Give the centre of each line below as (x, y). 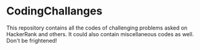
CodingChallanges (54, 11)
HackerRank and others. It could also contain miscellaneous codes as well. (100, 34)
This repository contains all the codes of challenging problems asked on (97, 28)
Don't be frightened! (32, 40)
